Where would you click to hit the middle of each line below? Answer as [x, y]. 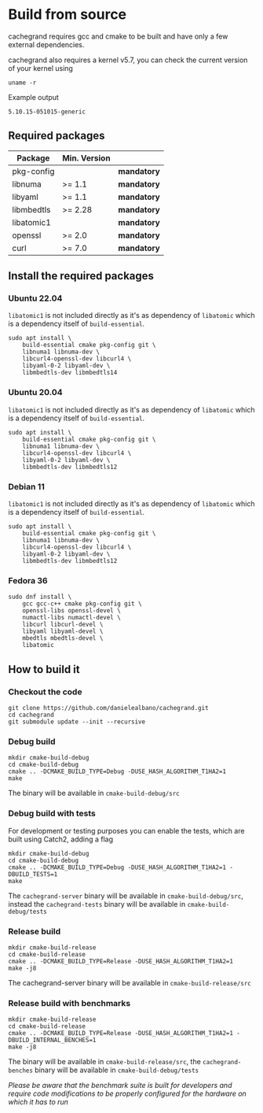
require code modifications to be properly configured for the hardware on [128, 1094]
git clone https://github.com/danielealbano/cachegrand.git [109, 708]
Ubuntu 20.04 [35, 393]
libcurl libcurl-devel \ [63, 625]
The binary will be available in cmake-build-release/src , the [105, 1062]
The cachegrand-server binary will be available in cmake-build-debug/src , [126, 896]
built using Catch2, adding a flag [61, 839]
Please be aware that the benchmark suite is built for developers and [120, 1085]
